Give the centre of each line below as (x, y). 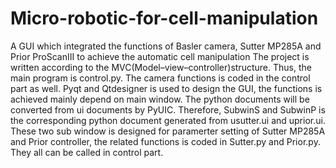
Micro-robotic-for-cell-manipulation (164, 18)
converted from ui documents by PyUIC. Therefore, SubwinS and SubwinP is (168, 109)
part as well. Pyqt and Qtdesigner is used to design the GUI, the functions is (166, 88)
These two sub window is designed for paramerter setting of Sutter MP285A (168, 131)
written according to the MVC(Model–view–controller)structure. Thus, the (161, 67)
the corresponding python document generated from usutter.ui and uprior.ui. (168, 120)
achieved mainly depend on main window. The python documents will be (160, 99)
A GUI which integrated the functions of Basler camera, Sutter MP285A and (166, 46)
